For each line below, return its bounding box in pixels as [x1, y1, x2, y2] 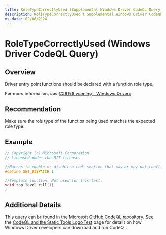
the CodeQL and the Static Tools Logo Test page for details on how [5, 219, 142, 225]
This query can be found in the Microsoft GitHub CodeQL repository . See [5, 214, 154, 220]
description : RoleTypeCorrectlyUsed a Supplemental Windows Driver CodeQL [5, 12, 163, 17]
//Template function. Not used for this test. [5, 178, 103, 183]
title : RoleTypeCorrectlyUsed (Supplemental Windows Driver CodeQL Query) [5, 7, 163, 12]
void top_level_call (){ [5, 183, 54, 188]
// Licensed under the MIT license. [5, 155, 81, 160]
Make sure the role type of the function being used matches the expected [5, 118, 155, 124]
